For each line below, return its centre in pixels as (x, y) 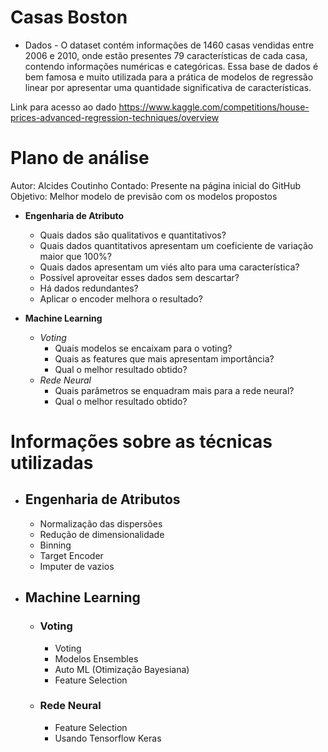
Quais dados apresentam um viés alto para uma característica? (169, 267)
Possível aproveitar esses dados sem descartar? (139, 277)
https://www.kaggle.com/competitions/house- (214, 107)
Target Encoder (71, 555)
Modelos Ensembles (96, 658)
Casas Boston (69, 17)
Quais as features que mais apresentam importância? (164, 358)
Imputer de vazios (77, 566)
